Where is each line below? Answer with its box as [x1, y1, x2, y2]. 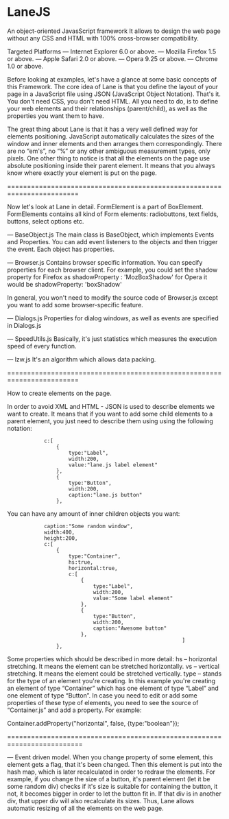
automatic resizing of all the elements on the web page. [7, 804, 164, 812]
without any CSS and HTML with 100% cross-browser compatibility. [7, 34, 199, 42]
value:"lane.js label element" [68, 461, 158, 468]
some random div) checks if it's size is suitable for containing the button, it [7, 782, 218, 790]
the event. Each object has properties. [7, 245, 115, 253]
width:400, [43, 529, 75, 536]
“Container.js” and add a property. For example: [7, 706, 142, 714]
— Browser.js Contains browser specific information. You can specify [7, 258, 203, 266]
